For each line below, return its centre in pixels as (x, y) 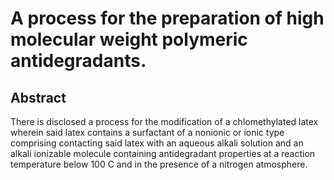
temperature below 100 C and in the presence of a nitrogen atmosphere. (159, 164)
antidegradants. (78, 61)
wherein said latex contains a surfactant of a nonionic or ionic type (147, 132)
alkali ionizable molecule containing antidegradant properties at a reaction (163, 153)
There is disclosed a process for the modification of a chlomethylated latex (164, 121)
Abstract (38, 97)
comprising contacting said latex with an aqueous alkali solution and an (157, 143)
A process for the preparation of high (167, 18)
